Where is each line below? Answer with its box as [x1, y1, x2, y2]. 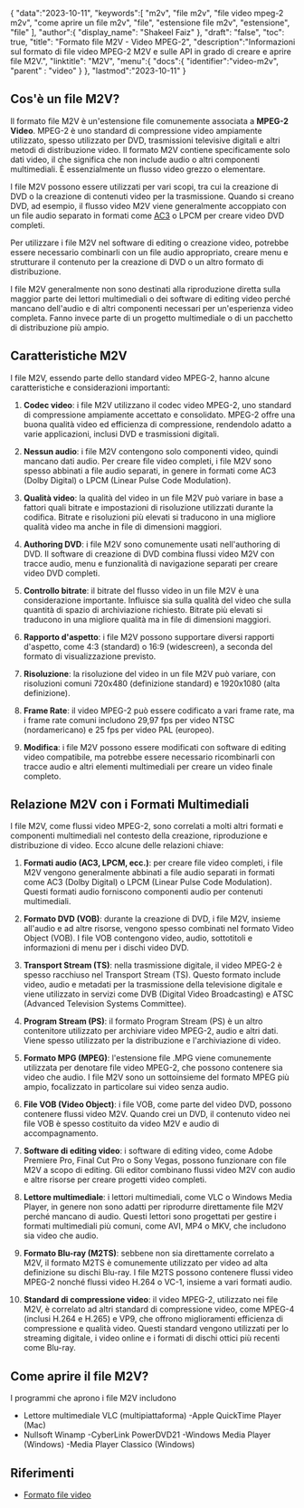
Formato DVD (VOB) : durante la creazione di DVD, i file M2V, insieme [23, 913, 281, 924]
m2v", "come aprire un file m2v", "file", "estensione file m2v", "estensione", [10, 17, 290, 28]
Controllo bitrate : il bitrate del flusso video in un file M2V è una [23, 585, 260, 596]
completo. [23, 770, 62, 781]
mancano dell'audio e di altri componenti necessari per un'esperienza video [10, 302, 294, 313]
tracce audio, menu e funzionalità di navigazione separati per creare [23, 558, 279, 568]
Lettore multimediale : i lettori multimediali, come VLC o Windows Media [23, 1192, 293, 1203]
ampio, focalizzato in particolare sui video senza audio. [23, 1082, 229, 1093]
